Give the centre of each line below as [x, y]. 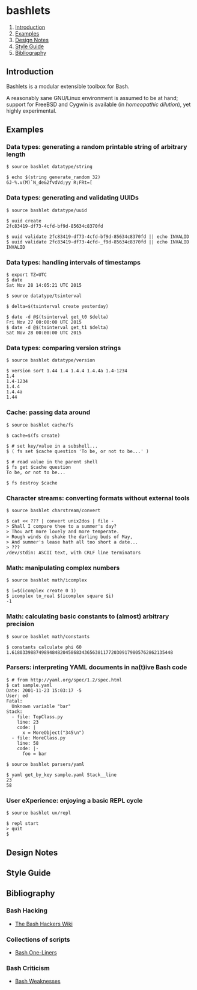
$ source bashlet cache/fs [40, 425]
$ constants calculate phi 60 [44, 647]
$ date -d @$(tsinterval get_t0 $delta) [58, 317]
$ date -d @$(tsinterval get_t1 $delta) [58, 328]
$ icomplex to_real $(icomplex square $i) [60, 596]
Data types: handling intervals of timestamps [74, 262]
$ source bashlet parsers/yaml [45, 764]
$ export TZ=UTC [26, 275]
